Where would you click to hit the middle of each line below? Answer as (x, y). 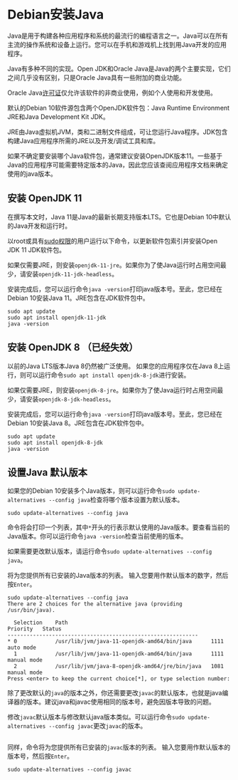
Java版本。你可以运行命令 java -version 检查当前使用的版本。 (97, 536)
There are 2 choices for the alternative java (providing (95, 604)
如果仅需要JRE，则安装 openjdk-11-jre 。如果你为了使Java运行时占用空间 (114, 265)
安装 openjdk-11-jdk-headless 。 (72, 274)
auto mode (22, 648)
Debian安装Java (56, 15)
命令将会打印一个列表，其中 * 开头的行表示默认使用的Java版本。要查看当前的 (119, 527)
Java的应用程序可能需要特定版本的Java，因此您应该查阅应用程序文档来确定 (118, 165)
